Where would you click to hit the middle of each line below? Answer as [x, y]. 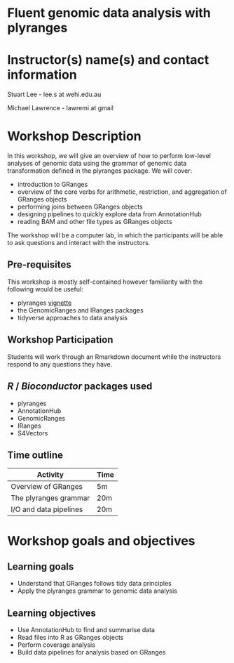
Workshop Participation [60, 340]
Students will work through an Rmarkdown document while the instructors [114, 357]
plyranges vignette [44, 303]
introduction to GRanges [53, 185]
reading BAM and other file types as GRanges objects [95, 222]
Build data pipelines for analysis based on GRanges [91, 652]
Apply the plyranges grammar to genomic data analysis [97, 591]
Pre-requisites [39, 265]
